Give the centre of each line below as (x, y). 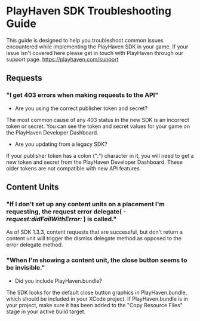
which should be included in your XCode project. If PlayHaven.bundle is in (97, 299)
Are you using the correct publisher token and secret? (81, 108)
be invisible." (26, 268)
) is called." (100, 219)
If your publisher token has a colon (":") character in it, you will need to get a (100, 155)
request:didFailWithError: (44, 219)
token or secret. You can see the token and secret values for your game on (98, 126)
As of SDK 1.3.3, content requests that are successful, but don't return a (95, 232)
